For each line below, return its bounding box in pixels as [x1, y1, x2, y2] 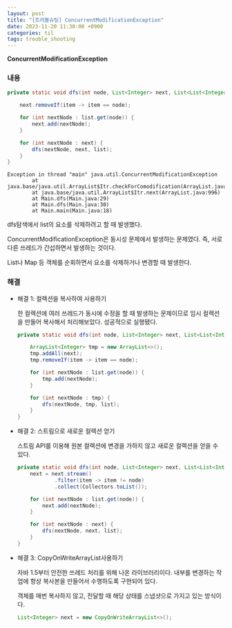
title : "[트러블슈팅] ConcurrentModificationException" [7, 17, 164, 23]
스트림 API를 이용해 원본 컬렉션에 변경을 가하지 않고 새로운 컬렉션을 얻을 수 [17, 442, 219, 450]
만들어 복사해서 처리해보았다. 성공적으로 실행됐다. [24, 317, 157, 326]
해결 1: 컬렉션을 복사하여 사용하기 [17, 294, 107, 302]
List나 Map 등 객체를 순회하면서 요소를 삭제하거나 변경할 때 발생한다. [7, 258, 192, 266]
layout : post [7, 10, 45, 17]
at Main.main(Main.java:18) [32, 208, 113, 215]
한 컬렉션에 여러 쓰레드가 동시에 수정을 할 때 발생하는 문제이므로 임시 [17, 308, 202, 317]
